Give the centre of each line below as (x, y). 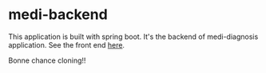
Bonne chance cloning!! (47, 60)
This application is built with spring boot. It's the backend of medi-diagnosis (133, 36)
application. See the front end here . (67, 44)
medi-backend (58, 15)
